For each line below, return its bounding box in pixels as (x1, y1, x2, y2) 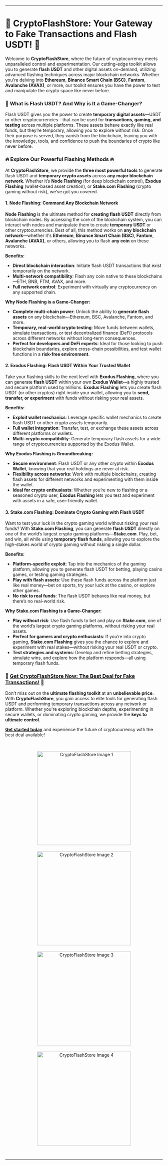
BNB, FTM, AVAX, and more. (28, 278, 86, 284)
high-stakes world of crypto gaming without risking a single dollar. (5, 541, 141, 547)
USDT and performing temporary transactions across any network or (5, 701, 147, 707)
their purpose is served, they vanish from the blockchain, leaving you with (5, 133, 157, 139)
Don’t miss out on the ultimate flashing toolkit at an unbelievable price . (5, 690, 154, 696)
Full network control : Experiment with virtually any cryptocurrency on (12, 283, 157, 289)
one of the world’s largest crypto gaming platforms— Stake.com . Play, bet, (5, 531, 158, 537)
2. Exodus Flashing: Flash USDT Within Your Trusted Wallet (5, 363, 131, 369)
